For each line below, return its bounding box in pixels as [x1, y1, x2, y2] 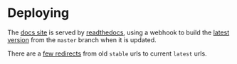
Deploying [7, 5, 70, 21]
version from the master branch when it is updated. [7, 35, 157, 44]
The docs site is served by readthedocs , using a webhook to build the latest [7, 28, 230, 37]
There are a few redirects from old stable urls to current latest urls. [7, 49, 208, 58]
